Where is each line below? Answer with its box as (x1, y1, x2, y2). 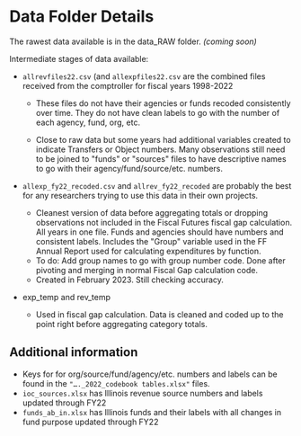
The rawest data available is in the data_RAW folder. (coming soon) (9, 36, 258, 47)
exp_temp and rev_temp (22, 291, 111, 302)
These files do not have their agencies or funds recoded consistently (35, 97, 291, 109)
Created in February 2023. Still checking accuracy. (35, 274, 225, 285)
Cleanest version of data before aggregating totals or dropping (35, 207, 269, 218)
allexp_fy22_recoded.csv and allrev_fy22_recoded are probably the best (22, 180, 292, 191)
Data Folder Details (9, 6, 155, 27)
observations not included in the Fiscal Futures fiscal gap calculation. (35, 217, 293, 227)
